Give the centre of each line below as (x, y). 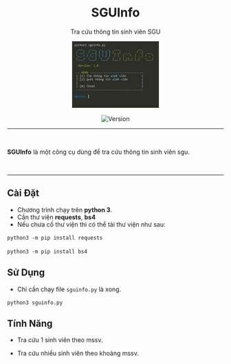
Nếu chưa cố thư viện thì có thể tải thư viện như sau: (91, 224)
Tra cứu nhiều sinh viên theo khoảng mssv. (78, 353)
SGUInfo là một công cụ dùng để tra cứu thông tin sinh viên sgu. (99, 152)
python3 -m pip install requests (55, 238)
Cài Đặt (23, 193)
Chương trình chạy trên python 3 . (65, 209)
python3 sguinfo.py (35, 303)
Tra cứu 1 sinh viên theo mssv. (60, 340)
